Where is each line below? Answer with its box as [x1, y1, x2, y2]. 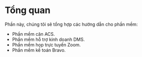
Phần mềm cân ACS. [12, 31, 55, 37]
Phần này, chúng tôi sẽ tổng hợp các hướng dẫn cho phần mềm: [5, 21, 138, 27]
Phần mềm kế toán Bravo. [12, 47, 66, 53]
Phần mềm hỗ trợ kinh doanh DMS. [12, 36, 85, 42]
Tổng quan [5, 5, 51, 16]
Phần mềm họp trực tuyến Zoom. [12, 41, 81, 47]
